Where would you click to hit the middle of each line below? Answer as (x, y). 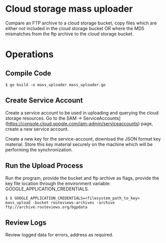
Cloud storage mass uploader (69, 9)
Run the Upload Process (44, 166)
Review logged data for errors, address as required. (59, 235)
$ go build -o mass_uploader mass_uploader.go (56, 85)
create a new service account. (37, 129)
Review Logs (26, 222)
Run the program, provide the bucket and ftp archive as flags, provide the (82, 178)
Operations (30, 55)
